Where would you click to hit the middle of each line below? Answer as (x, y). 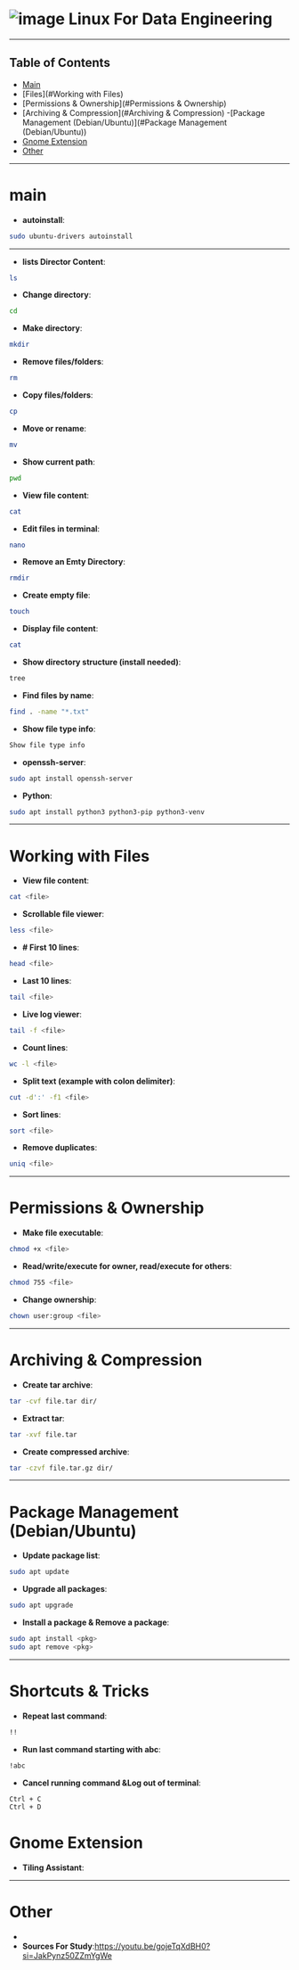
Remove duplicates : (60, 1148)
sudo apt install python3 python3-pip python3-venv (107, 812)
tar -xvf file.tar (43, 1434)
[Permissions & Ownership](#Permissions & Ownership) (124, 103)
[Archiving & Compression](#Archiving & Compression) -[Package (143, 112)
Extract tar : (43, 1418)
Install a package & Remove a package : (96, 1622)
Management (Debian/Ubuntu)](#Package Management (125, 122)
